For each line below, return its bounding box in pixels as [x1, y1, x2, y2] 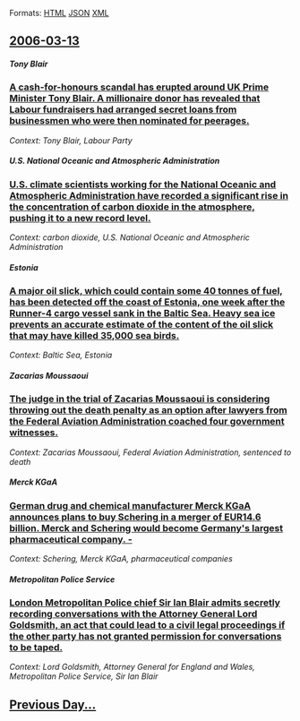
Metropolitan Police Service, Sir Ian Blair [9, 671, 159, 682]
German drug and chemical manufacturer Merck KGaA [9, 499, 252, 511]
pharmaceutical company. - [9, 533, 133, 545]
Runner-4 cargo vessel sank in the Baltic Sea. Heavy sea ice [9, 307, 276, 320]
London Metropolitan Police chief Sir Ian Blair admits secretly [9, 597, 280, 609]
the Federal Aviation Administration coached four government [9, 416, 285, 428]
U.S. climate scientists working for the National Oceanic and [9, 178, 277, 191]
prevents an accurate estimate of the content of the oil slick [9, 318, 274, 330]
